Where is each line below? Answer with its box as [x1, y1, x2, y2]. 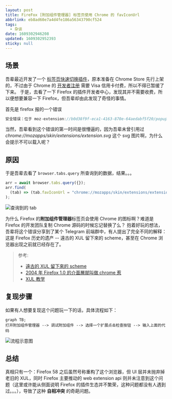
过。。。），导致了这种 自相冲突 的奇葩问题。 [5, 388, 93, 394]
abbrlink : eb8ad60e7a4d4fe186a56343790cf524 [5, 17, 102, 22]
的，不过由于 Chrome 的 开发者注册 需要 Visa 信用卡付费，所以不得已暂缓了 [5, 82, 165, 88]
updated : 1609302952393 [5, 36, 56, 42]
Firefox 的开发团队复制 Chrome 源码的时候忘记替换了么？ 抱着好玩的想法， [5, 222, 163, 228]
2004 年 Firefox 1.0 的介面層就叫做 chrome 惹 [25, 269, 122, 275]
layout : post [5, 7, 33, 13]
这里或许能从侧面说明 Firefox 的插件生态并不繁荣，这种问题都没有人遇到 [14, 382, 166, 388]
